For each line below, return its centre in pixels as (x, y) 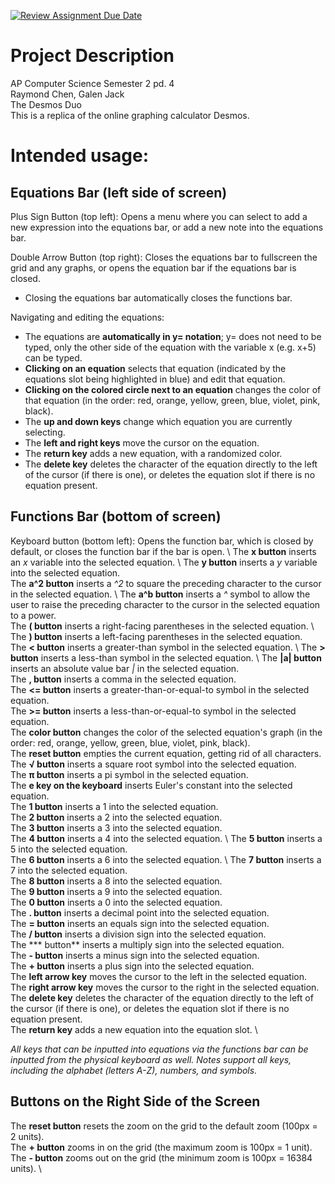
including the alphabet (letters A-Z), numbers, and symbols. (134, 1070)
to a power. (33, 615)
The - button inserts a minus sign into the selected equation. (135, 955)
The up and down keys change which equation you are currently (158, 421)
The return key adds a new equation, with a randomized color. (153, 453)
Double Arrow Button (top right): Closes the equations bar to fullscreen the (164, 257)
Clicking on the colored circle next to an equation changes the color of (173, 389)
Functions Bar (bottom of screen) (116, 516)
